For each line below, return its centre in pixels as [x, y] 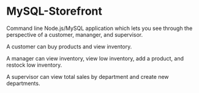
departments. [23, 83]
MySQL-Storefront [54, 11]
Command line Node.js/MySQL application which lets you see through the [99, 28]
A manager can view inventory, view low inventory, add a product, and [95, 58]
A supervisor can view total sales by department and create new [88, 76]
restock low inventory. [34, 65]
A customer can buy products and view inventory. [69, 46]
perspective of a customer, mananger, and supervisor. [75, 34]
